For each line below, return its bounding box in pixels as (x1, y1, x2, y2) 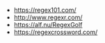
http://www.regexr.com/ (13, 13, 83, 21)
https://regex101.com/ (13, 6, 76, 14)
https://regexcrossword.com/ (13, 28, 98, 36)
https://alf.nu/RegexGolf (13, 21, 83, 28)
